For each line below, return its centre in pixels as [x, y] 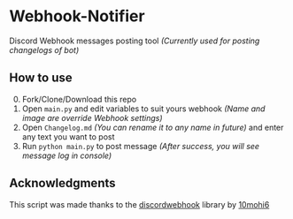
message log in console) [67, 155]
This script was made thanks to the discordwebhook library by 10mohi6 [139, 204]
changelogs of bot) [44, 49]
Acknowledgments [63, 183]
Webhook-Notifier [77, 16]
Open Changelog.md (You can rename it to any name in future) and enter [153, 127]
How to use [41, 78]
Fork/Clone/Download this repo [79, 99]
